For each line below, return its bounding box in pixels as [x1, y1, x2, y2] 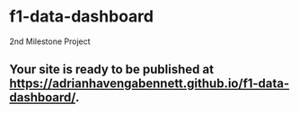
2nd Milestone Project [9, 36, 92, 47]
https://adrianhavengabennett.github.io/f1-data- [9, 76, 290, 91]
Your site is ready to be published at [9, 62, 214, 77]
